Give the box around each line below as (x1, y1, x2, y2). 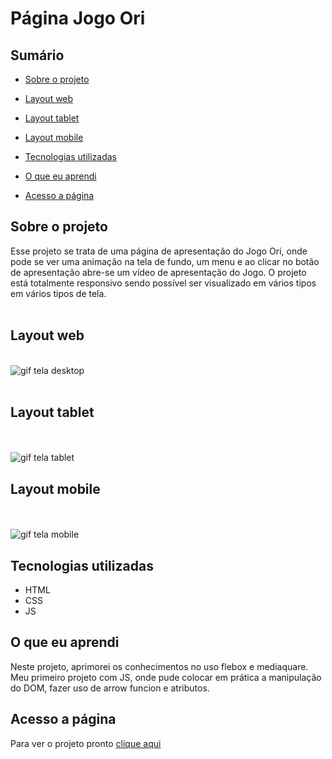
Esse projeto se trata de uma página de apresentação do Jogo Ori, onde (10, 245, 308, 257)
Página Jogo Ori (10, 7, 146, 30)
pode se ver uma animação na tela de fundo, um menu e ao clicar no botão (10, 255, 320, 267)
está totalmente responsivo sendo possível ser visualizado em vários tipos (10, 277, 317, 289)
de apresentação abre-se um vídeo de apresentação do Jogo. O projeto (10, 266, 307, 278)
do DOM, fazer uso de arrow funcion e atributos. (10, 682, 210, 694)
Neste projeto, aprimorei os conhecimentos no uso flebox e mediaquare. (10, 660, 309, 672)
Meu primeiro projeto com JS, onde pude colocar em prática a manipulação (10, 671, 322, 683)
